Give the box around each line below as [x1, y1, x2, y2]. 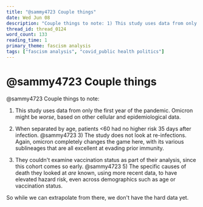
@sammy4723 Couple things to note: [6, 95, 100, 102]
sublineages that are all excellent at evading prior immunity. [15, 144, 164, 152]
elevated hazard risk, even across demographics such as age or [15, 175, 176, 183]
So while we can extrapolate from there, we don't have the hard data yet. [6, 194, 189, 201]
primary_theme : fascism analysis [6, 43, 91, 49]
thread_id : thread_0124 [6, 26, 67, 32]
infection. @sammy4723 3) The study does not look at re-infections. [15, 132, 187, 139]
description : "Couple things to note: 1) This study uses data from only [6, 20, 198, 26]
